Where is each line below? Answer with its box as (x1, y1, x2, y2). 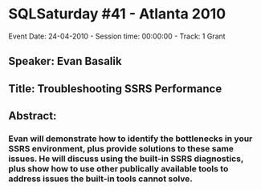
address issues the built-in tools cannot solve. (8, 173, 193, 184)
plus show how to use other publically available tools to (8, 164, 229, 175)
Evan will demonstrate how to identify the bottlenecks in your (8, 133, 253, 144)
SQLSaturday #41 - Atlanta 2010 (8, 5, 226, 23)
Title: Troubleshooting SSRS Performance (8, 82, 222, 95)
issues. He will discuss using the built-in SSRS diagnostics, (8, 153, 243, 164)
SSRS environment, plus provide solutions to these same (8, 144, 234, 155)
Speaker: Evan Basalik (8, 55, 122, 68)
